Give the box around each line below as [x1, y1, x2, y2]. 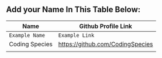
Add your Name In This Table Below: [6, 5, 141, 15]
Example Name [9, 32, 46, 39]
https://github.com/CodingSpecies [58, 40, 153, 48]
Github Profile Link [78, 22, 133, 30]
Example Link [58, 32, 95, 39]
